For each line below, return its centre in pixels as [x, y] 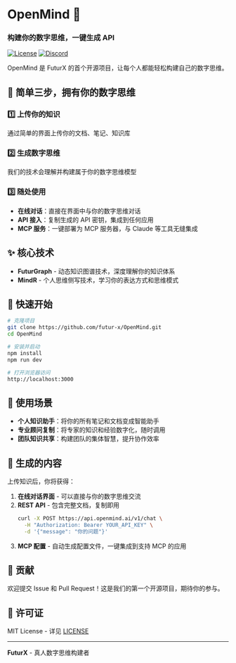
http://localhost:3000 [40, 379]
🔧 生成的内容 [34, 463]
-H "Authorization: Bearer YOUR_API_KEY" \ [88, 525]
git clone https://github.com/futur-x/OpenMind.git [84, 328]
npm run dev [25, 360]
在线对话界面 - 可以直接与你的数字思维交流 [79, 497]
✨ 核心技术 [31, 253]
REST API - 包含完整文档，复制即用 [68, 505]
